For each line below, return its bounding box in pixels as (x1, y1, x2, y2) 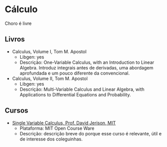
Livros (5, 35, 25, 44)
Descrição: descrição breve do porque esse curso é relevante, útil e (19, 130, 162, 136)
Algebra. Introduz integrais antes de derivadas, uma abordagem (19, 64, 153, 70)
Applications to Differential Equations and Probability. (19, 91, 131, 97)
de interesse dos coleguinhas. (19, 136, 83, 142)
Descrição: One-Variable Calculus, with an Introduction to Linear (19, 59, 154, 65)
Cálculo (5, 4, 38, 15)
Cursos (5, 106, 28, 115)
